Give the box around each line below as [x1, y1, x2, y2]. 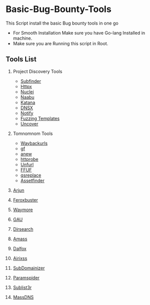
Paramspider [13, 274, 40, 280]
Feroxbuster [13, 197, 38, 203]
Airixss [13, 255, 28, 261]
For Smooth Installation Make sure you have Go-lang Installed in [13, 30, 145, 36]
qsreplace [20, 172, 42, 178]
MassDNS [13, 294, 34, 300]
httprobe [20, 156, 39, 162]
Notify [20, 110, 34, 116]
